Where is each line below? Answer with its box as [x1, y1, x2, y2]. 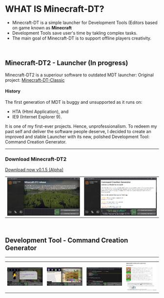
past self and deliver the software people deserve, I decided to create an [5, 128, 151, 134]
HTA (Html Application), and [12, 109, 69, 115]
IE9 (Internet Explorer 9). [12, 114, 62, 119]
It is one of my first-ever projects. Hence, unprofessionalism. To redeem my [5, 123, 157, 129]
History [5, 88, 21, 94]
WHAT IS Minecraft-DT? [5, 3, 104, 15]
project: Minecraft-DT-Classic [5, 77, 65, 83]
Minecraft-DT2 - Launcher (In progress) [5, 59, 128, 67]
